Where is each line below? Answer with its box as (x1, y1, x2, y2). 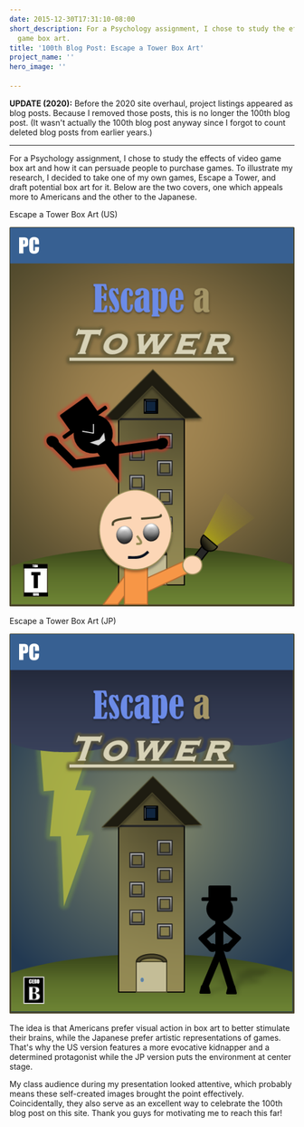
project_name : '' (9, 53, 75, 63)
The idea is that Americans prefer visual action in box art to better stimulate (9, 1022, 290, 1033)
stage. (9, 1061, 33, 1072)
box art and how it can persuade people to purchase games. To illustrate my (9, 162, 293, 173)
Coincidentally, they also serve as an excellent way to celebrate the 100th (9, 1097, 283, 1109)
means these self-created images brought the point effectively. (9, 1088, 244, 1099)
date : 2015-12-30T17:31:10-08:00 (9, 14, 136, 24)
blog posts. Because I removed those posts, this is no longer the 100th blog (9, 107, 290, 118)
